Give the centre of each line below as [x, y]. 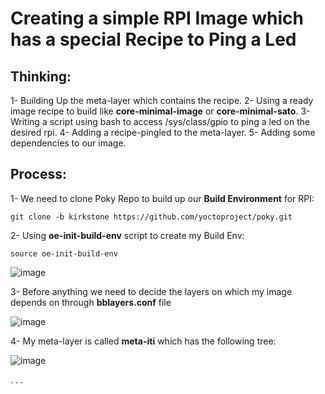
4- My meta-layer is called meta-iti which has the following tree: [143, 341]
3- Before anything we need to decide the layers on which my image [151, 291]
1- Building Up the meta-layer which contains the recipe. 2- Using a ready [162, 100]
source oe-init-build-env [64, 253]
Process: [38, 174]
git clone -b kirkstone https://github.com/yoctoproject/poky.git [151, 217]
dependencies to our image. [68, 143]
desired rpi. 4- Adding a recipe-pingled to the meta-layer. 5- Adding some [163, 132]
